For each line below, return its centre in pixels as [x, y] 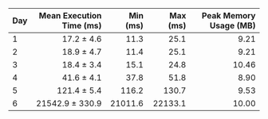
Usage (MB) [233, 25]
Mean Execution [70, 15]
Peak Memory [229, 15]
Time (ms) [82, 25]
